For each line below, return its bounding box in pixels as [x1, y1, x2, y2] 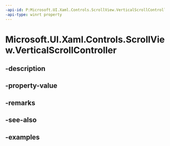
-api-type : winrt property [5, 12, 62, 17]
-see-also [5, 116, 37, 124]
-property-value [5, 82, 58, 90]
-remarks [5, 99, 35, 107]
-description [5, 64, 46, 73]
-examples [5, 133, 40, 141]
